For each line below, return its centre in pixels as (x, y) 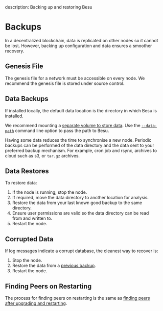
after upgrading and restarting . (36, 303)
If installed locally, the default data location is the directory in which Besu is (81, 110)
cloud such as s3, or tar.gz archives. (42, 155)
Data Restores (27, 171)
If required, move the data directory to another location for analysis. (80, 198)
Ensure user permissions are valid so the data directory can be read (81, 213)
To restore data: (21, 183)
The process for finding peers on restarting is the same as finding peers (78, 298)
